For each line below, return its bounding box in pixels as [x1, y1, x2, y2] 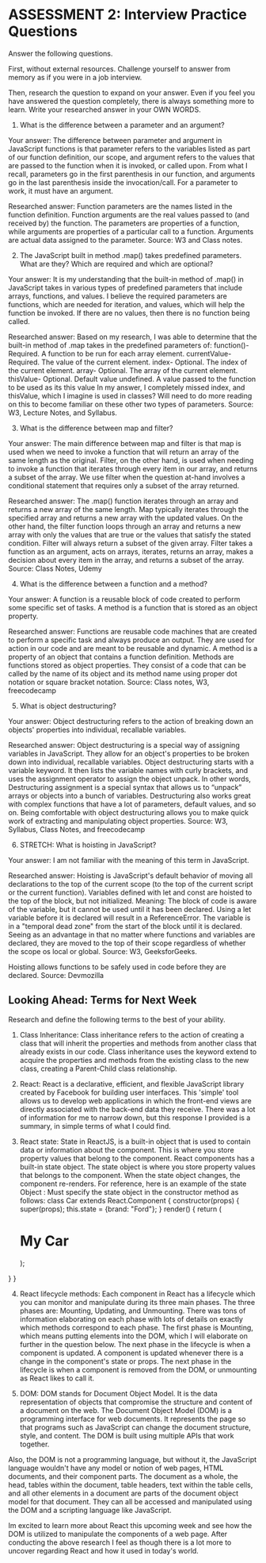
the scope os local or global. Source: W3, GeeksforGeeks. [8, 946, 198, 956]
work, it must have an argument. [8, 186, 113, 195]
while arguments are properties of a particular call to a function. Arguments [8, 226, 254, 236]
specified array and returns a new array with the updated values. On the [8, 513, 243, 522]
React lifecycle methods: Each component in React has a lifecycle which [19, 1288, 256, 1299]
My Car [19, 1232, 70, 1249]
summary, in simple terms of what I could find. [19, 1121, 172, 1130]
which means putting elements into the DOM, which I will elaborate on [19, 1331, 248, 1341]
